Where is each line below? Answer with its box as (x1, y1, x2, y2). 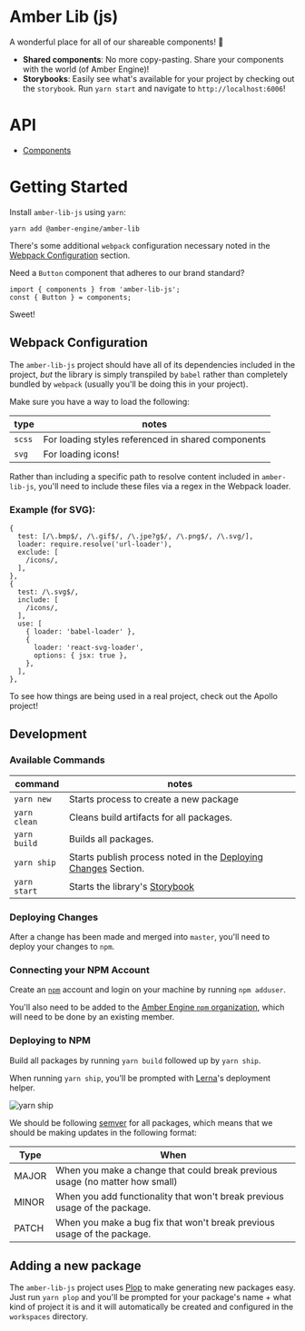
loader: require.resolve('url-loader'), (17, 539, 172, 548)
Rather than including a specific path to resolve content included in (9, 470, 261, 482)
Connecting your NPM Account (9, 963, 150, 976)
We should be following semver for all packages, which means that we (9, 1117, 273, 1128)
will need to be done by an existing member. (9, 1011, 175, 1022)
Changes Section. (68, 862, 145, 874)
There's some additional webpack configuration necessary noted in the (9, 240, 271, 251)
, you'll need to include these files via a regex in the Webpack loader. (33, 480, 291, 491)
